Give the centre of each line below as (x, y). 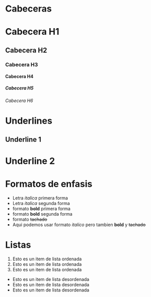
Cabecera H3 (22, 64)
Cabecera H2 (26, 50)
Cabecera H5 (19, 88)
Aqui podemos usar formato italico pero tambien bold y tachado (79, 225)
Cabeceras (28, 9)
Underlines (29, 121)
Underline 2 (30, 161)
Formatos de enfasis (49, 184)
